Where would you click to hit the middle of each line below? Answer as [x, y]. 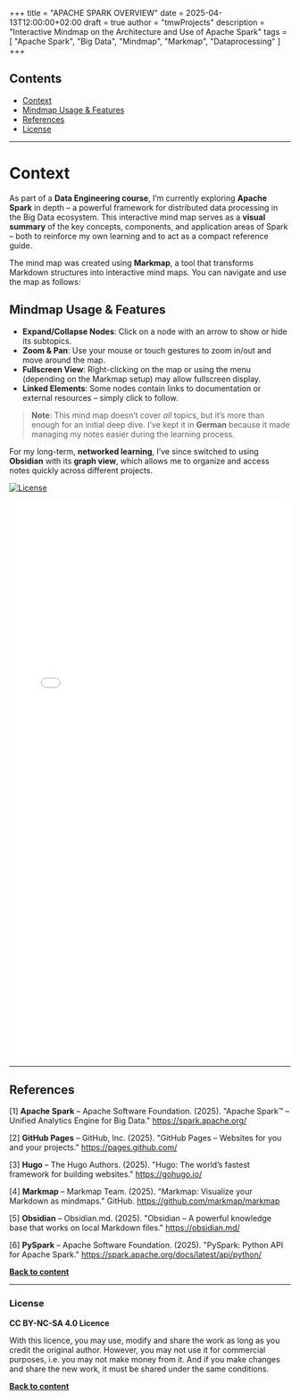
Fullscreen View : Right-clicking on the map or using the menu [137, 369]
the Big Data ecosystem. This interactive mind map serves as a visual [137, 217]
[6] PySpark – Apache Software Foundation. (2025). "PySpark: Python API [146, 1246]
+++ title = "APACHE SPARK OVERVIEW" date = [97, 13]
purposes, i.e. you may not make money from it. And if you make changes [145, 1359]
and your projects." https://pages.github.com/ [93, 1147]
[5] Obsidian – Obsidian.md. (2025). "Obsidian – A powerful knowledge [141, 1219]
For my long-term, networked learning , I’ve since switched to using [134, 451]
